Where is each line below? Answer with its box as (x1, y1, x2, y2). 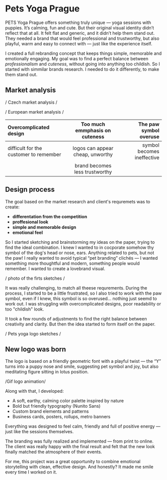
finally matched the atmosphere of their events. (5, 449, 102, 455)
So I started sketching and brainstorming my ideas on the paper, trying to (5, 239, 155, 245)
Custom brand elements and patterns (12, 408, 89, 414)
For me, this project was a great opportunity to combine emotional (5, 459, 141, 465)
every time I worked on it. (5, 469, 57, 475)
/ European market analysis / (5, 109, 64, 115)
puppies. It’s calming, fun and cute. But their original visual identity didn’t (5, 24, 154, 30)
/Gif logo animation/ (5, 378, 46, 384)
